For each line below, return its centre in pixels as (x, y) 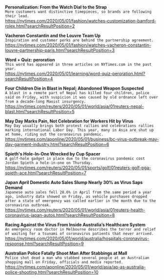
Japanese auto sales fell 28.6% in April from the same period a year (78, 192)
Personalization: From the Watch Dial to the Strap (56, 7)
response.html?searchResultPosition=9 (44, 244)
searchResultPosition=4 (29, 79)
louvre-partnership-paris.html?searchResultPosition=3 (60, 50)
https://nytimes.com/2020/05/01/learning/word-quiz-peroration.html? (75, 74)
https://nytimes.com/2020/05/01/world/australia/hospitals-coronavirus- (77, 238)
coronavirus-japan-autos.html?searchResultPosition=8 (60, 215)
